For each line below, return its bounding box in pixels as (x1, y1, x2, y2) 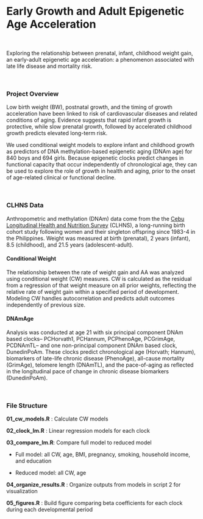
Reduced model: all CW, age (15, 469, 87, 477)
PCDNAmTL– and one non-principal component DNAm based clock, (6, 342, 177, 349)
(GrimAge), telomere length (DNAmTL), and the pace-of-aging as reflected (6, 361, 194, 368)
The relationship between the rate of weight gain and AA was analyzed (6, 268, 184, 276)
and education (15, 457, 52, 465)
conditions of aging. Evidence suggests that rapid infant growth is (6, 116, 172, 124)
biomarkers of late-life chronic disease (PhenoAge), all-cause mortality (6, 354, 185, 362)
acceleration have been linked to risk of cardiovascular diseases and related (6, 110, 198, 118)
